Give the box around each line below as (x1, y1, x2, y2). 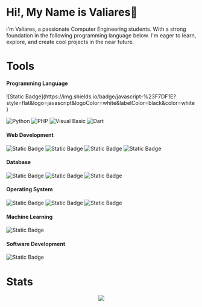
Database (6, 159, 31, 166)
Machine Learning (6, 213, 53, 220)
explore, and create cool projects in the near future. (6, 38, 134, 45)
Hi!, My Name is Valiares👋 (6, 5, 137, 19)
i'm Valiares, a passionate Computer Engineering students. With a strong (6, 25, 186, 33)
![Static (6, 93, 24, 100)
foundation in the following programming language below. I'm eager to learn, (6, 31, 197, 39)
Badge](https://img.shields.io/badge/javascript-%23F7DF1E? (25, 93, 177, 100)
